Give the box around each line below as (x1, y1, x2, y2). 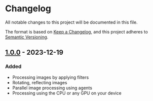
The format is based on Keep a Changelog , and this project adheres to (5, 29, 148, 34)
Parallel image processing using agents (12, 85, 92, 91)
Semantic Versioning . (5, 34, 48, 40)
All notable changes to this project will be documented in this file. (5, 19, 138, 25)
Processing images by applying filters (12, 74, 89, 80)
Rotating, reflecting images (12, 79, 68, 85)
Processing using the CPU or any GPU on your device (12, 90, 122, 96)
